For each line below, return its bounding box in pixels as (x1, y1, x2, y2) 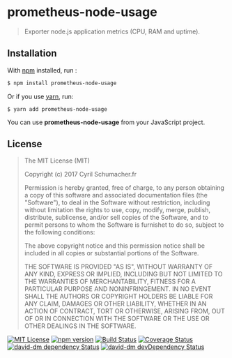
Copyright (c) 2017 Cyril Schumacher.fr (24, 170, 137, 179)
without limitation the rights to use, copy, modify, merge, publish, (24, 206, 211, 214)
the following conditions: (24, 228, 95, 237)
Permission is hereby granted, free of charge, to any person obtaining (24, 184, 225, 192)
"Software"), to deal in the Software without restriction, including (24, 198, 210, 207)
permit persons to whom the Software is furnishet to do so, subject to (24, 221, 224, 229)
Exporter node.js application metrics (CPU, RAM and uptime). (24, 27, 201, 36)
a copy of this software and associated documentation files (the (24, 191, 208, 200)
